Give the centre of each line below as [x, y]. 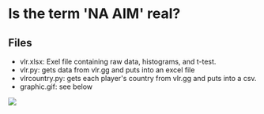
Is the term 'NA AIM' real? [94, 14]
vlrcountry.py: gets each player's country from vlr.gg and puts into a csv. [138, 78]
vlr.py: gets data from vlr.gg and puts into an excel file [107, 70]
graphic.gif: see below [56, 86]
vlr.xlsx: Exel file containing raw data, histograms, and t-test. [118, 61]
